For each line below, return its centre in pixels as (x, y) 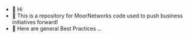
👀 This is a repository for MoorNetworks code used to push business (97, 16)
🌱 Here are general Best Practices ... (57, 28)
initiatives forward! (35, 22)
